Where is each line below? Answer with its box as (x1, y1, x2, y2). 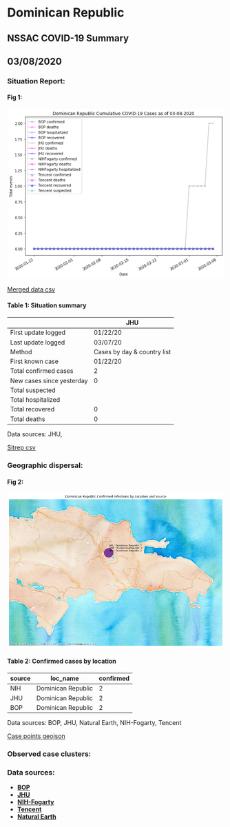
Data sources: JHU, (7, 430, 63, 438)
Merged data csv (7, 285, 56, 294)
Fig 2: (7, 478, 24, 486)
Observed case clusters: (7, 749, 92, 759)
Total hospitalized (10, 396, 61, 404)
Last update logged (10, 338, 65, 346)
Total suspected (10, 386, 56, 394)
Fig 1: (7, 93, 23, 101)
